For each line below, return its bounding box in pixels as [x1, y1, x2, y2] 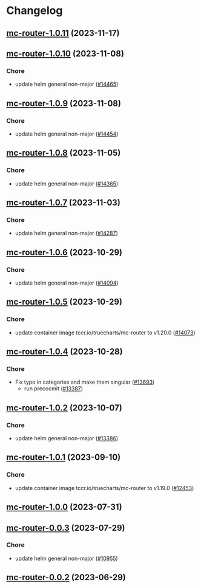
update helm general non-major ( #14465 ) [15, 80, 119, 88]
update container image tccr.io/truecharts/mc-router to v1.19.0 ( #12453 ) [15, 484, 194, 491]
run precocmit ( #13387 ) [24, 385, 84, 392]
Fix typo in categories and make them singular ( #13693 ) [15, 378, 155, 386]
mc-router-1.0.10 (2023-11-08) [6, 48, 124, 58]
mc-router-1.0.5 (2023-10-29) [6, 297, 123, 307]
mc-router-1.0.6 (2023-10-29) [6, 247, 123, 257]
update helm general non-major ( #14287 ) [15, 229, 118, 237]
